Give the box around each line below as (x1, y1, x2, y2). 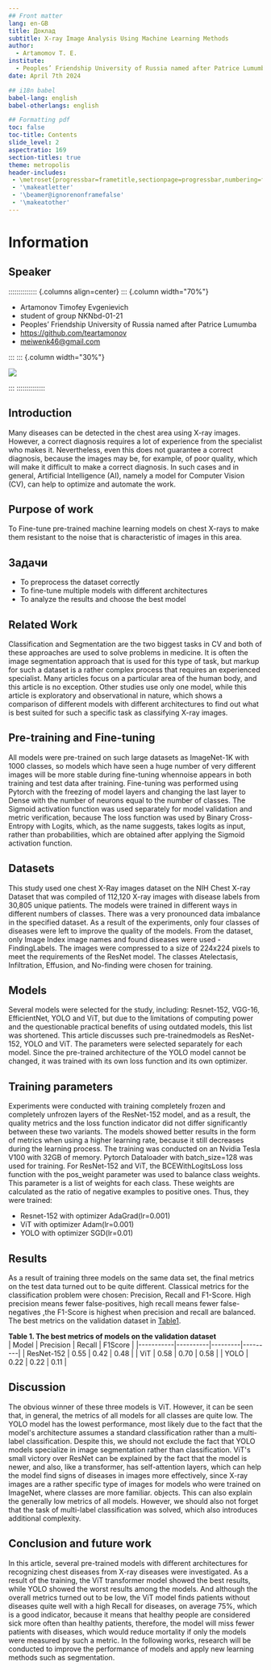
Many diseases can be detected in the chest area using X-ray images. (8, 428, 240, 437)
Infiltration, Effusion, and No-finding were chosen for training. (8, 960, 214, 970)
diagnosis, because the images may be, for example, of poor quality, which (8, 453, 258, 463)
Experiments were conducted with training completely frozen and (8, 1101, 226, 1111)
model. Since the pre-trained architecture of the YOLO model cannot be (8, 1048, 247, 1058)
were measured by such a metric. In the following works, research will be (8, 1635, 252, 1645)
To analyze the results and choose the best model (19, 595, 186, 604)
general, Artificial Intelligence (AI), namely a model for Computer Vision (8, 470, 245, 480)
